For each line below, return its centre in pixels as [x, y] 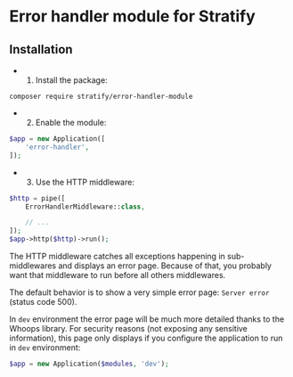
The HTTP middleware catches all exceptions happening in [117, 256]
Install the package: [72, 80]
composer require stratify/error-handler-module [101, 96]
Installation [41, 49]
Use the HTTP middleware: [85, 182]
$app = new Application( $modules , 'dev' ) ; [89, 364]
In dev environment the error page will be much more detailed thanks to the [147, 319]
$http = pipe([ [37, 198]
